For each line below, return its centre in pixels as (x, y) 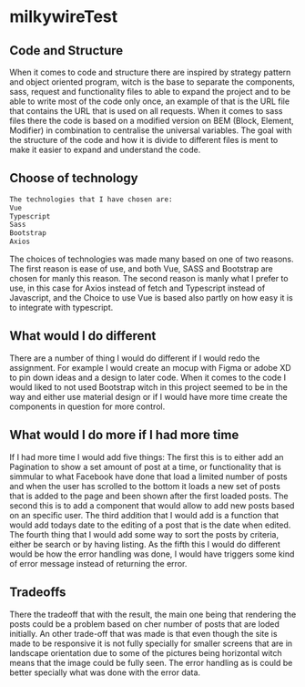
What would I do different (83, 336)
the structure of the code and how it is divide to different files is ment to (144, 140)
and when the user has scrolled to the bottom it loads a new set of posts (145, 486)
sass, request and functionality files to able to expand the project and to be (150, 92)
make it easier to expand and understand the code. (105, 149)
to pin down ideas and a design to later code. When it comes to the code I (148, 377)
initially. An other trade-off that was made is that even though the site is (143, 633)
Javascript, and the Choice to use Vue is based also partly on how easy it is (151, 298)
